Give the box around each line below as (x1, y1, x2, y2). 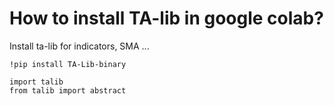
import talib (9, 77, 64, 87)
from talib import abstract (9, 85, 127, 96)
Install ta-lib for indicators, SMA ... (9, 40, 150, 52)
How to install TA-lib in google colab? (9, 7, 324, 30)
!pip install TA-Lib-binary (9, 59, 127, 69)
